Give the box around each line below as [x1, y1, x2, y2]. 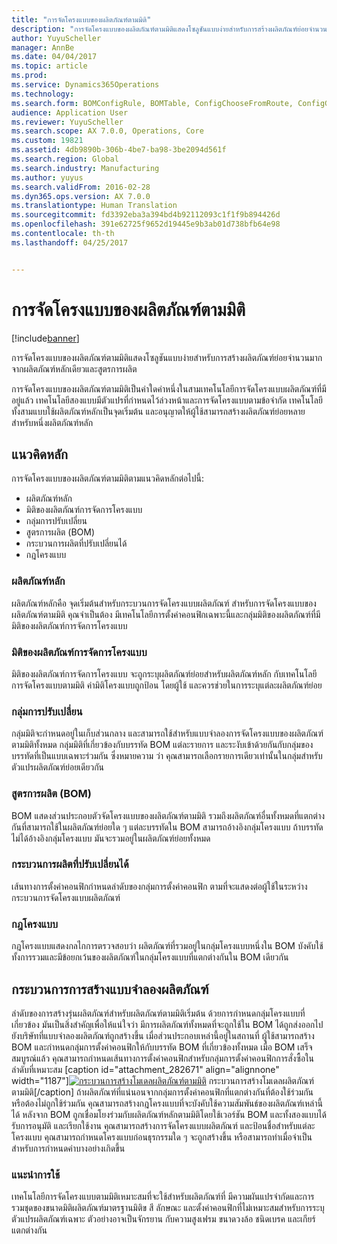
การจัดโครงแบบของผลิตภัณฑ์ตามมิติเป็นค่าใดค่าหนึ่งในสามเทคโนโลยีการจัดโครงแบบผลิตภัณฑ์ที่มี [11, 382, 327, 395]
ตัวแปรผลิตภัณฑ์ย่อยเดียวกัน [11, 761, 105, 773]
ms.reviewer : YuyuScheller [11, 117, 124, 127]
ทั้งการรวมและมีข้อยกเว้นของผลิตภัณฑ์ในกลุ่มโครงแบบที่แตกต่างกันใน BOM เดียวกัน [11, 951, 289, 963]
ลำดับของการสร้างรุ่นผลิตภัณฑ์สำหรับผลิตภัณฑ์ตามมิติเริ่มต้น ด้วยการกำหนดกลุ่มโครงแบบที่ [11, 1007, 306, 1019]
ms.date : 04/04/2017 [11, 52, 98, 62]
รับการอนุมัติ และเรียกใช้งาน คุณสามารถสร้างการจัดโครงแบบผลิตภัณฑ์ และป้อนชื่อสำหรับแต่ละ [11, 1119, 316, 1131]
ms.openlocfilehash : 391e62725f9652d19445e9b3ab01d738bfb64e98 [11, 219, 281, 230]
